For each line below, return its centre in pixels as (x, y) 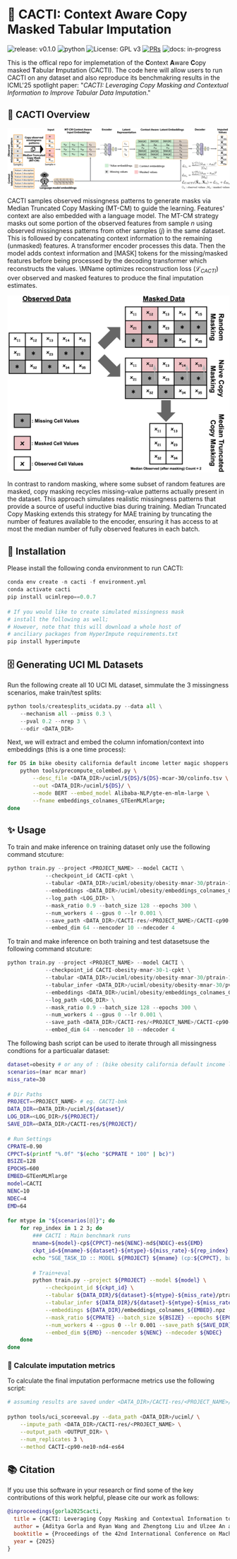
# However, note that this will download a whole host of (94, 627)
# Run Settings (30, 1139)
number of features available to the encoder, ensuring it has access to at (113, 522)
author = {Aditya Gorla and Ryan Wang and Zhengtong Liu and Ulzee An (120, 1527)
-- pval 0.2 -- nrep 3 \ (53, 721)
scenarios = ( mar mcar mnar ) (47, 1072)
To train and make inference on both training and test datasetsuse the (109, 941)
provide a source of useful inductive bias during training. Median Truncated (117, 507)
